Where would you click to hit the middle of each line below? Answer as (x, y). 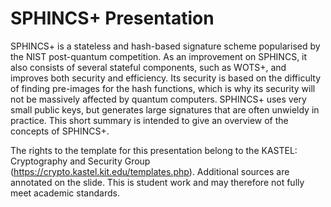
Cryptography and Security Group (80, 161)
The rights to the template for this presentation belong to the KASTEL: (154, 150)
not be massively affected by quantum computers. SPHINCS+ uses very (158, 99)
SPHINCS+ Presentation (112, 18)
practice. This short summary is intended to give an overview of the (149, 120)
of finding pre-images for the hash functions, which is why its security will (163, 88)
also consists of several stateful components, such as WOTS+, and (148, 67)
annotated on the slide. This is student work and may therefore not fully (157, 182)
